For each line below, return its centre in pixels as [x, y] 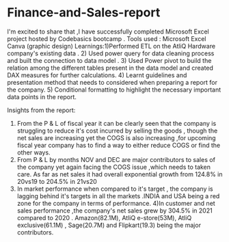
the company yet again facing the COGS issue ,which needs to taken [113, 167]
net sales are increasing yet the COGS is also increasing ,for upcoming [117, 137]
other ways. [33, 152]
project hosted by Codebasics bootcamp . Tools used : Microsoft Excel [107, 38]
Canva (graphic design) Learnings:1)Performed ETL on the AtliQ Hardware [111, 46]
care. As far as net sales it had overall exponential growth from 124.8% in [120, 174]
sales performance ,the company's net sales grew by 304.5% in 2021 [115, 211]
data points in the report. [42, 96]
